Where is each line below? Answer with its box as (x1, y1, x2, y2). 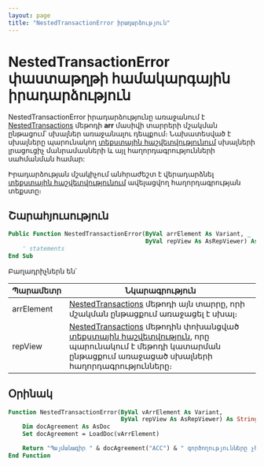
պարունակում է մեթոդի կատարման (69, 341, 222, 352)
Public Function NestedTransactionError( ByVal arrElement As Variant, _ (8, 230, 251, 238)
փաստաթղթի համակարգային (8, 69, 230, 88)
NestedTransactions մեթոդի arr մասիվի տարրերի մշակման (8, 121, 218, 130)
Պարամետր (12, 285, 62, 296)
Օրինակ (8, 387, 53, 401)
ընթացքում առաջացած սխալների (69, 350, 214, 361)
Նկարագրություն (124, 285, 196, 296)
